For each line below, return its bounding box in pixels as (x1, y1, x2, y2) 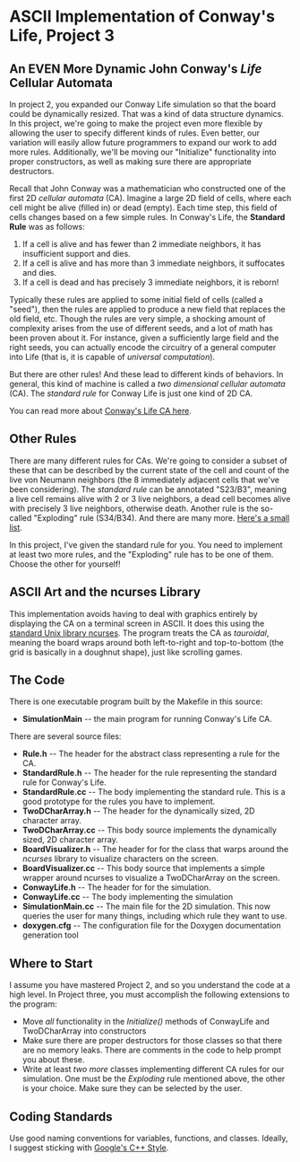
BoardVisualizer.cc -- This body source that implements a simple (21, 863, 266, 874)
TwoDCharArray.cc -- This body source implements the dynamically (21, 824, 278, 836)
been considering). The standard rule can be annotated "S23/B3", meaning (9, 483, 287, 495)
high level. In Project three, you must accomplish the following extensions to (9, 990, 290, 1000)
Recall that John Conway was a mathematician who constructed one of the (9, 183, 287, 194)
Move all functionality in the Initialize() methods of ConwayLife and (21, 1017, 270, 1027)
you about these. (21, 1054, 85, 1065)
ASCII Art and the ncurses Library (9, 585, 201, 600)
